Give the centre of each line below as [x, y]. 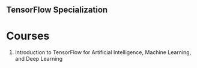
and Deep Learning [39, 59]
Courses [28, 36]
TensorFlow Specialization [57, 10]
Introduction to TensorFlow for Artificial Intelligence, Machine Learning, [103, 52]
